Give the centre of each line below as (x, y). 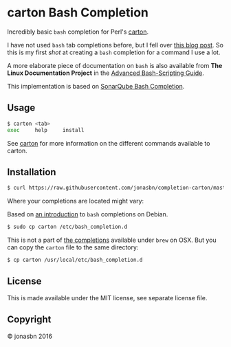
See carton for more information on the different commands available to (109, 143)
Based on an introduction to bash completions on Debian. (88, 214)
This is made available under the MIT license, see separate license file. (107, 298)
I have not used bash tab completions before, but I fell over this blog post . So (115, 45)
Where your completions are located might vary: (76, 201)
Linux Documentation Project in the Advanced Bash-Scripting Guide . (106, 73)
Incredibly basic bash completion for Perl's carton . (78, 32)
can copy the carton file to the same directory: (73, 247)
